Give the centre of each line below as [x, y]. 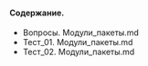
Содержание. [37, 13]
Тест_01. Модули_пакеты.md [78, 42]
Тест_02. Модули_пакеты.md [79, 52]
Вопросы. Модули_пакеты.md [80, 33]
